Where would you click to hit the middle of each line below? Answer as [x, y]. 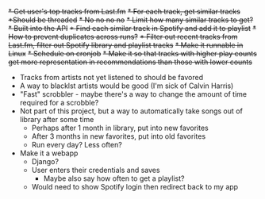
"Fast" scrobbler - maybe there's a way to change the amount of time [133, 94]
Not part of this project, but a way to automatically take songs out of [131, 111]
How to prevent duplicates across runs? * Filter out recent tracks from [123, 36]
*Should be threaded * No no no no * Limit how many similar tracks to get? [131, 20]
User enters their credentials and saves [96, 170]
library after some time [57, 119]
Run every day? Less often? [77, 145]
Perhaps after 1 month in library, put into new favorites [120, 128]
